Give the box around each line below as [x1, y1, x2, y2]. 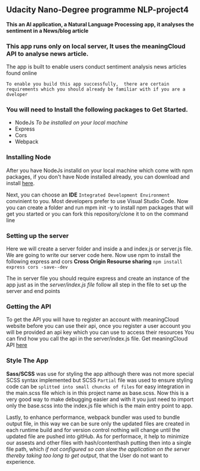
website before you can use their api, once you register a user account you [6, 322, 191, 330]
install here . [6, 179, 35, 186]
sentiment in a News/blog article [6, 27, 89, 34]
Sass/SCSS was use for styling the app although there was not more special [6, 370, 195, 377]
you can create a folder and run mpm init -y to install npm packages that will [6, 204, 193, 211]
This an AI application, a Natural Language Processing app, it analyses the [6, 20, 194, 28]
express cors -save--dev [6, 264, 68, 270]
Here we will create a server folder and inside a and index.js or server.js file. [6, 245, 193, 252]
